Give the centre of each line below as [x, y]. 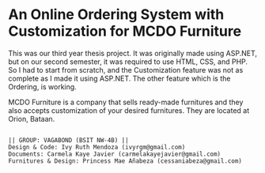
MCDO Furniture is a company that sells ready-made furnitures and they [126, 102]
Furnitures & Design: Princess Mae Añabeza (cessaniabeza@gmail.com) [125, 161]
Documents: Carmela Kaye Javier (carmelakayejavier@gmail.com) [115, 154]
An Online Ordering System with [116, 15]
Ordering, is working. [42, 86]
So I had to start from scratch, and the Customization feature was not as [126, 70]
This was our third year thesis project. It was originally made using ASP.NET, [132, 53]
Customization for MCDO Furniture [125, 31]
